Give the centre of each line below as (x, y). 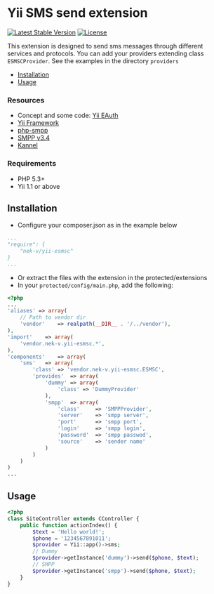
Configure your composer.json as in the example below (97, 225)
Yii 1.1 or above (39, 186)
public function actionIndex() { (69, 525)
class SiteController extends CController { (73, 519)
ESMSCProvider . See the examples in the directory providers (93, 60)
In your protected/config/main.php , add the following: (95, 285)
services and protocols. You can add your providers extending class (106, 53)
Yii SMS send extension (78, 13)
